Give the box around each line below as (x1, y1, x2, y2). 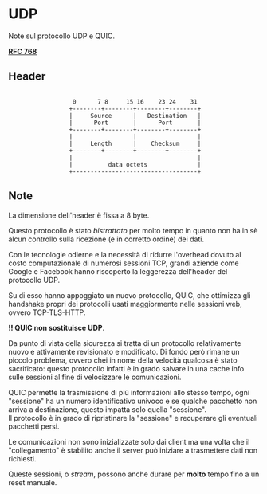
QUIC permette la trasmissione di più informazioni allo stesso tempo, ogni (8, 387, 249, 397)
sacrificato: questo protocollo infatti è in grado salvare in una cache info (8, 363, 245, 373)
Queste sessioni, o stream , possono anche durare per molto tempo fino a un (8, 469, 260, 479)
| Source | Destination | (69, 112, 202, 120)
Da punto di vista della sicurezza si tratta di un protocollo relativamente (8, 338, 241, 347)
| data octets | (69, 160, 202, 168)
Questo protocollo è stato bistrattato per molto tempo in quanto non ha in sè (8, 225, 258, 235)
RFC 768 (8, 46, 37, 56)
